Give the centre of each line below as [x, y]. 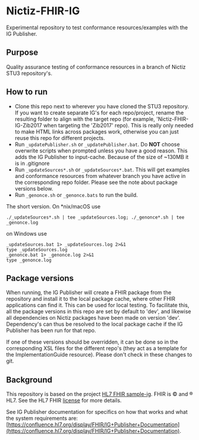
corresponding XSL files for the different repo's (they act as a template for [97, 348]
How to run [27, 92]
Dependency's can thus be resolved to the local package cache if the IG [94, 324]
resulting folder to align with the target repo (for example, [85, 119]
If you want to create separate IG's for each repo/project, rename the [99, 113]
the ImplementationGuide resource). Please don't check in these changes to [99, 355]
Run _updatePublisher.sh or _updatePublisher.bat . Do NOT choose [97, 144]
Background [29, 380]
